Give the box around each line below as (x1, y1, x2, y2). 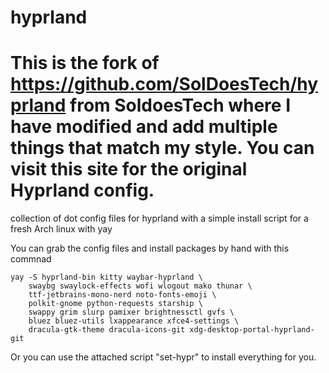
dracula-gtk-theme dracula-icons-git (28, 325, 186, 335)
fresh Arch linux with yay (10, 223, 113, 235)
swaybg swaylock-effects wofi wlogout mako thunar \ (28, 281, 253, 291)
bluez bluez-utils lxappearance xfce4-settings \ (28, 316, 240, 326)
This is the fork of (10, 52, 160, 75)
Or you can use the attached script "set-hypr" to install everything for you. (10, 351, 317, 363)
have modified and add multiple (10, 116, 278, 138)
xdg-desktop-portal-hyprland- (189, 325, 315, 335)
